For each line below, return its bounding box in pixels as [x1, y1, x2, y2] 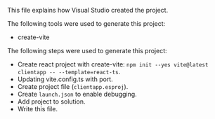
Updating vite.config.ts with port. [17, 75, 114, 83]
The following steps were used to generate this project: [7, 47, 167, 55]
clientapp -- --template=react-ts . [17, 68, 121, 76]
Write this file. [17, 105, 58, 113]
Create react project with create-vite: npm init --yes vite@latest [17, 60, 209, 69]
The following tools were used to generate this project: [7, 20, 166, 27]
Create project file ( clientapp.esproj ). [17, 83, 129, 90]
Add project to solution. [17, 97, 86, 106]
